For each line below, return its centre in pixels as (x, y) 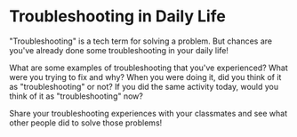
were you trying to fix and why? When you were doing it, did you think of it (145, 77)
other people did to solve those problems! (86, 123)
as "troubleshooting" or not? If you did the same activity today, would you (144, 86)
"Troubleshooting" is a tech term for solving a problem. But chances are (141, 41)
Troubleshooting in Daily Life (118, 16)
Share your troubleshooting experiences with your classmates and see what (148, 113)
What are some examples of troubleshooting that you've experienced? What (149, 68)
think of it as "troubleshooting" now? (76, 96)
